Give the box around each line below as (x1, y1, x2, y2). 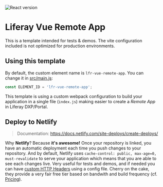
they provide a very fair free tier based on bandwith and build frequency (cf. (5, 171, 157, 177)
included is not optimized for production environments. (5, 43, 115, 49)
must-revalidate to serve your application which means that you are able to (5, 156, 157, 162)
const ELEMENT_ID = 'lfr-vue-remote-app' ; (5, 84, 92, 90)
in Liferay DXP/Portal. (5, 104, 48, 110)
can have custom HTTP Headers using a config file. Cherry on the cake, (5, 166, 149, 172)
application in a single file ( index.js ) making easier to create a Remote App (5, 98, 156, 104)
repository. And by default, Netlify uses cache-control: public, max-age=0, (5, 150, 157, 156)
